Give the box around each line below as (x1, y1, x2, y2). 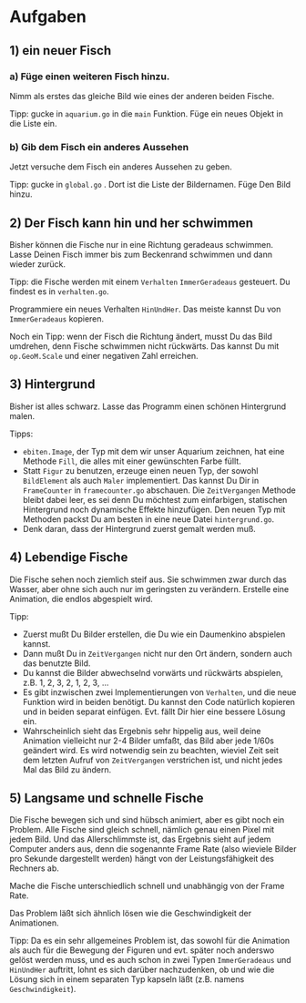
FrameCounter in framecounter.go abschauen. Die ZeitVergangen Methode (22, 485, 296, 496)
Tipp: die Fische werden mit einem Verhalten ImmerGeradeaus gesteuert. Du (9, 276, 291, 287)
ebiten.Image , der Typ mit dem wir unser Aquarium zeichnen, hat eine (22, 445, 285, 456)
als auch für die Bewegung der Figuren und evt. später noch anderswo (9, 945, 275, 956)
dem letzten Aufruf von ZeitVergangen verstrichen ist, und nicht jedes (22, 754, 283, 765)
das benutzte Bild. (22, 658, 91, 669)
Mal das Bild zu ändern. (22, 763, 112, 775)
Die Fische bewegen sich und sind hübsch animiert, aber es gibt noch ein (9, 814, 285, 825)
